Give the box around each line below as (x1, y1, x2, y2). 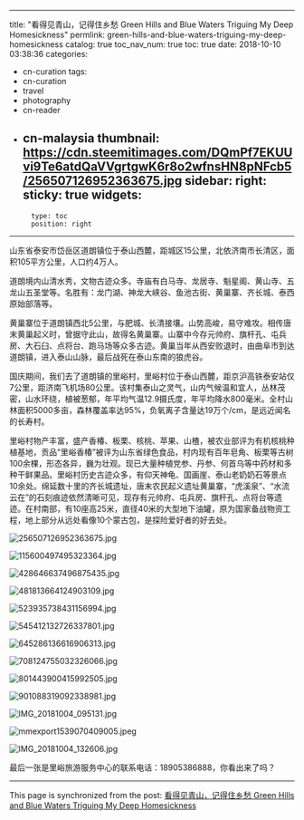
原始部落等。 (9, 298, 57, 309)
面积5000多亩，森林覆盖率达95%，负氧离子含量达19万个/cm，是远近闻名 (16, 404, 291, 415)
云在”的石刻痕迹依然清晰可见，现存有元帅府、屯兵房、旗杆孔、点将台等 (9, 491, 275, 503)
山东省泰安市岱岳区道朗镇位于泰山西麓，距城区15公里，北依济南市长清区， (9, 245, 287, 256)
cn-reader (22, 105, 61, 115)
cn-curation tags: (22, 66, 88, 77)
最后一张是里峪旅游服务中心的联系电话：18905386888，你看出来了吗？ (9, 762, 276, 773)
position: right (31, 219, 92, 228)
